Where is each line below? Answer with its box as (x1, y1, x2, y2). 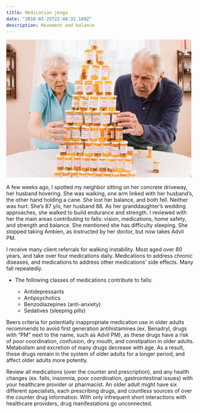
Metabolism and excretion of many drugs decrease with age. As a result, (6, 344, 185, 352)
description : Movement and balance (6, 22, 95, 28)
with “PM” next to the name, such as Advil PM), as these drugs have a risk (6, 331, 189, 338)
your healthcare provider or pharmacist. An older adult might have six (6, 381, 177, 388)
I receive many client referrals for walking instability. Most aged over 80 (6, 246, 183, 253)
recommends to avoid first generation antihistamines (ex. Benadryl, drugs (6, 325, 187, 332)
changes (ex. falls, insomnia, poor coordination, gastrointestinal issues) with (6, 375, 193, 382)
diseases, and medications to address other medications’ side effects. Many (6, 258, 194, 266)
